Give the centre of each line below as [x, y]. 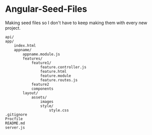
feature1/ [41, 63]
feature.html [53, 71]
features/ [33, 58]
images [47, 101]
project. [13, 28]
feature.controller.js [63, 67]
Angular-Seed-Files [46, 9]
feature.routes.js [59, 80]
